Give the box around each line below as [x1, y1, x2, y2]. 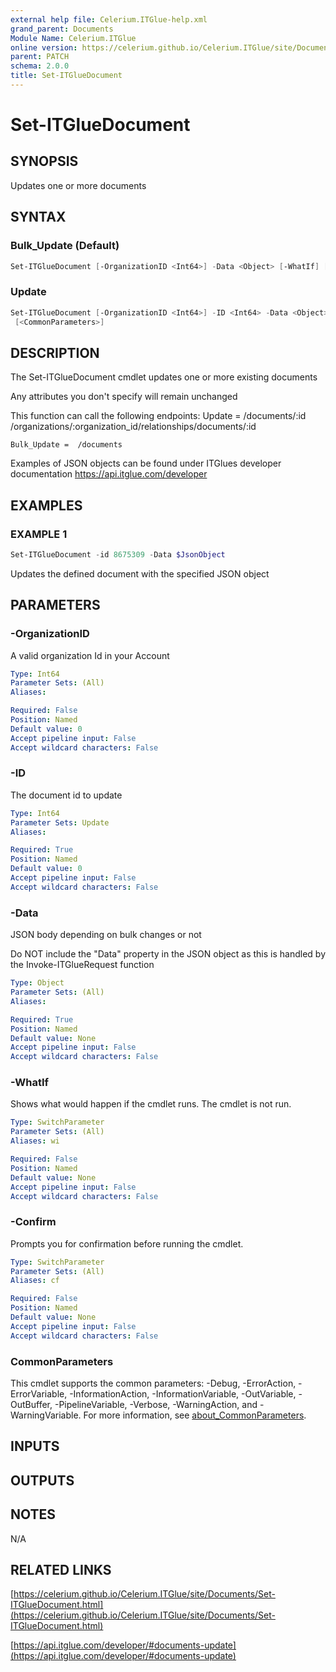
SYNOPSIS [10, 153, 79, 170]
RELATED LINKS [10, 1562, 112, 1579]
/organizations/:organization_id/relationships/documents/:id [10, 421, 257, 433]
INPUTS [10, 1438, 60, 1455]
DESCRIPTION [10, 344, 100, 361]
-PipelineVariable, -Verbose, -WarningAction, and [54, 1399, 258, 1411]
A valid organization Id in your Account [10, 649, 170, 661]
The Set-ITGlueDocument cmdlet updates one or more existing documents [10, 371, 318, 383]
